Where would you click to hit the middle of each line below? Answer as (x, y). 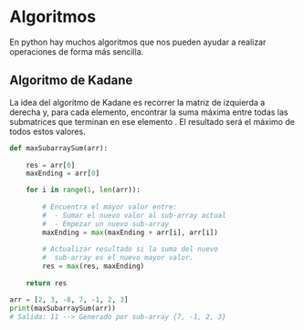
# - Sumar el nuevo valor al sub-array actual (134, 215)
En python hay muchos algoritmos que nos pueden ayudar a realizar (138, 42)
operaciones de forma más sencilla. (77, 51)
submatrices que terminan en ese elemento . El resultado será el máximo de (152, 121)
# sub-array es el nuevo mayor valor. (118, 258)
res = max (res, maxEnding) (94, 266)
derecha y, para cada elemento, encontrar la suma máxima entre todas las (149, 112)
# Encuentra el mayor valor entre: (110, 207)
